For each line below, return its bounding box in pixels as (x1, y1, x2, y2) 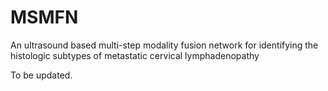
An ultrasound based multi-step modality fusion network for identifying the (10, 39, 319, 51)
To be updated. (10, 69, 73, 81)
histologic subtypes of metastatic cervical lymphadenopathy (10, 49, 260, 61)
